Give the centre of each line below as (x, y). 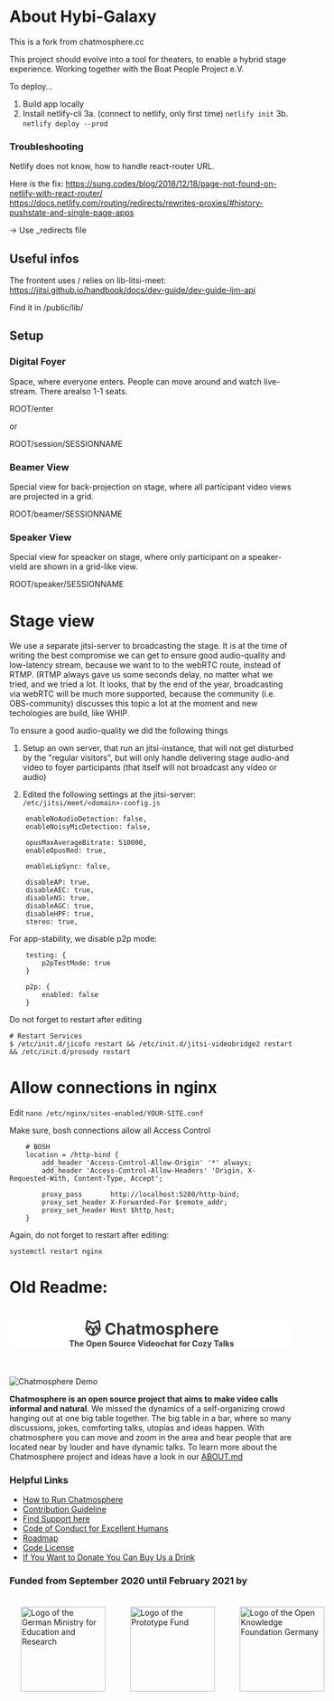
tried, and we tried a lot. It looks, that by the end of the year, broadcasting (146, 684)
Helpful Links (39, 1479)
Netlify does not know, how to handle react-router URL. (112, 166)
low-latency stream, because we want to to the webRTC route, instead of (145, 665)
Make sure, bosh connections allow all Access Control (110, 1131)
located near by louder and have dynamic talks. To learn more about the (144, 1447)
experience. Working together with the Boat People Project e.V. (127, 69)
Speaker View (41, 537)
